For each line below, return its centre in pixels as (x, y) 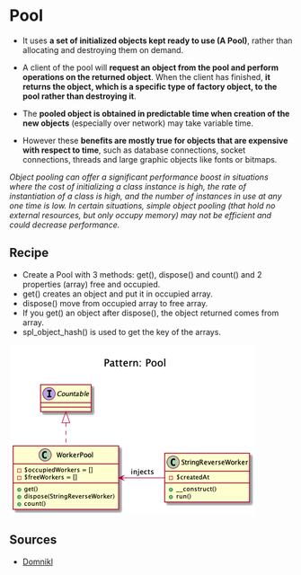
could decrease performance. (65, 225)
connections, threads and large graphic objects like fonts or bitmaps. (150, 159)
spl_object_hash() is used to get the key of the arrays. (122, 332)
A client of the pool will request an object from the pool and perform (150, 67)
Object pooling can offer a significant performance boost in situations (139, 177)
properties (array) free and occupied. (91, 284)
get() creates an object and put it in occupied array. (117, 294)
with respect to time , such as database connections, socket (134, 150)
